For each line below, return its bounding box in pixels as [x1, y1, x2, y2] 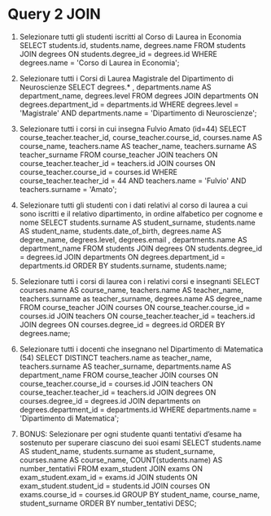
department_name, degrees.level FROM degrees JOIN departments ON [19, 90, 259, 100]
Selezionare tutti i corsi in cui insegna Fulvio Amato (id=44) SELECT [19, 124, 247, 133]
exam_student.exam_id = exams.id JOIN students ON [19, 472, 199, 482]
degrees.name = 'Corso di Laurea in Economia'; [19, 58, 180, 68]
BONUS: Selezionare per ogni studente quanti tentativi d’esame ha [19, 429, 242, 439]
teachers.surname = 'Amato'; [19, 184, 117, 194]
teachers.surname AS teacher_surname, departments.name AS [19, 361, 232, 371]
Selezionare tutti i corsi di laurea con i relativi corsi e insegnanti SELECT [19, 276, 260, 286]
